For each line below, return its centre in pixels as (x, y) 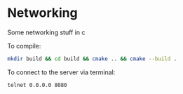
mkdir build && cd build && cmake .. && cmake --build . (92, 59)
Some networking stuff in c (46, 32)
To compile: (24, 46)
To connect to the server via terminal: (61, 72)
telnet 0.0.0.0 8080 (38, 85)
